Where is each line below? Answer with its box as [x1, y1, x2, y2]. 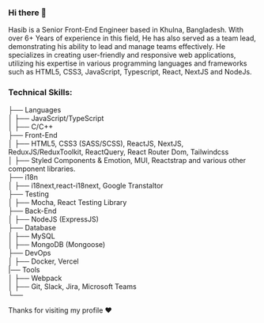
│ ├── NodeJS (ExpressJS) [8, 214, 99, 224]
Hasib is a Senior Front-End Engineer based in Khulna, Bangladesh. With [8, 25, 243, 35]
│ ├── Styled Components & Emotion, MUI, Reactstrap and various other [8, 155, 247, 165]
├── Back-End [8, 206, 57, 215]
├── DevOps [8, 248, 51, 257]
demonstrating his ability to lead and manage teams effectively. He [8, 42, 226, 51]
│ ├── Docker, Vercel [8, 256, 79, 266]
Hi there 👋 [8, 7, 47, 18]
